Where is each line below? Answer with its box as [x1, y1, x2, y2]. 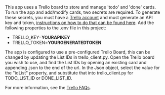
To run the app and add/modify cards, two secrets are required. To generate [5, 9, 161, 15]
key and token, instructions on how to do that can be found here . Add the [5, 20, 154, 25]
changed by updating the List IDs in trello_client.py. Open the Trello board [5, 54, 155, 60]
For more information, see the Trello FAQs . [5, 85, 91, 90]
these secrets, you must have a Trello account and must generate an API [5, 15, 153, 20]
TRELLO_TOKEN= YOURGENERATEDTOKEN [12, 40, 102, 46]
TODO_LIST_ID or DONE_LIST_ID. [5, 75, 73, 81]
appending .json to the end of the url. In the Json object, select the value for [5, 65, 160, 71]
